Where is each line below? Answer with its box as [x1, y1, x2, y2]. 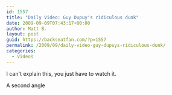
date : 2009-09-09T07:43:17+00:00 [6, 20, 91, 26]
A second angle [6, 82, 45, 89]
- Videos [11, 54, 34, 60]
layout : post [6, 31, 39, 37]
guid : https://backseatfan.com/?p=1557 [6, 37, 107, 43]
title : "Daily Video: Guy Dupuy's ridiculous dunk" [6, 14, 139, 20]
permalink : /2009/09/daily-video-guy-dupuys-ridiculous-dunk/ [6, 43, 166, 49]
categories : [6, 48, 36, 54]
